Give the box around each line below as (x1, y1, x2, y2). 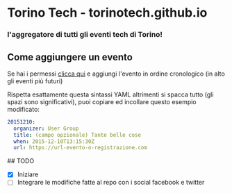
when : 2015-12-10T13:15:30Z (13, 137, 95, 145)
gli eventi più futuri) (7, 76, 63, 85)
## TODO (7, 157, 35, 165)
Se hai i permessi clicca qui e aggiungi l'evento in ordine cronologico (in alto (7, 69, 226, 78)
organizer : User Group (13, 125, 79, 132)
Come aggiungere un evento (7, 51, 133, 63)
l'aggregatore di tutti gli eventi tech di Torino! (7, 30, 163, 40)
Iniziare (17, 170, 39, 178)
